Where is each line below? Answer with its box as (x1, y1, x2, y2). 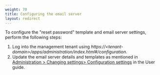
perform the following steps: (5, 34, 62, 40)
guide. (12, 64, 25, 70)
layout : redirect (5, 16, 40, 21)
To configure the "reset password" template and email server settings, (5, 30, 146, 35)
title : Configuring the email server (5, 12, 82, 16)
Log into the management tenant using (12, 44, 90, 50)
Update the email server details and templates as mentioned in (12, 54, 138, 60)
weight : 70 (5, 7, 27, 12)
